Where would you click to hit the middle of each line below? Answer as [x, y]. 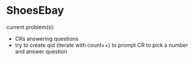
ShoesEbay [35, 10]
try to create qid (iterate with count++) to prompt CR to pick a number [102, 45]
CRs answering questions [47, 38]
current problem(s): [30, 27]
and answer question [41, 51]
